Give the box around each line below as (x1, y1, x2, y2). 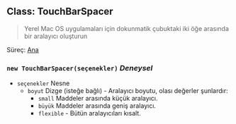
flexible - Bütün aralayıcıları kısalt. (38, 109, 141, 118)
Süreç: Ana (6, 45, 40, 54)
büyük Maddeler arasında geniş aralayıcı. (38, 101, 157, 110)
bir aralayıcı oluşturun (23, 32, 88, 40)
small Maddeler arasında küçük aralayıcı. (38, 94, 158, 103)
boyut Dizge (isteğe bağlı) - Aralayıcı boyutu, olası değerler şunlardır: (27, 87, 228, 95)
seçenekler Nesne (16, 79, 70, 87)
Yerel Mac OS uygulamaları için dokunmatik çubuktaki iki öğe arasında (23, 24, 230, 32)
